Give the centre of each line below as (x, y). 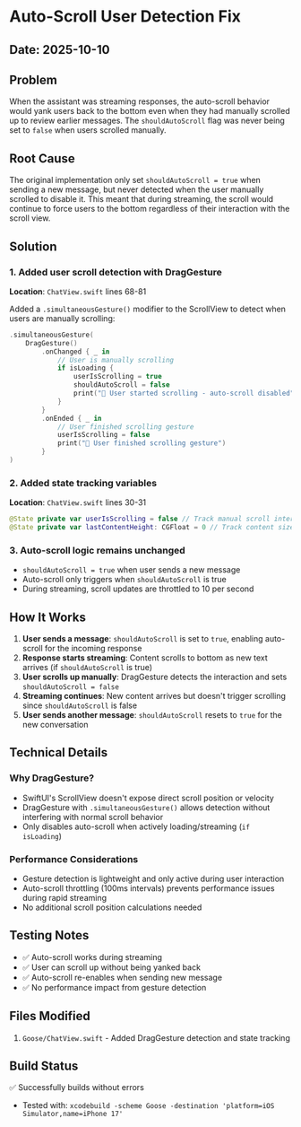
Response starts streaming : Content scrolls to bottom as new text (145, 658)
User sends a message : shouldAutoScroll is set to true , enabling (142, 639)
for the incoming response (93, 649)
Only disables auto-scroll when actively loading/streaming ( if (136, 826)
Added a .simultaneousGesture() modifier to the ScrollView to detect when (148, 309)
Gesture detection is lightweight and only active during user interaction (153, 879)
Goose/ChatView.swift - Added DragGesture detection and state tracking (156, 1037)
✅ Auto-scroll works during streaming (92, 957)
